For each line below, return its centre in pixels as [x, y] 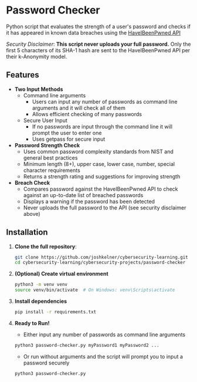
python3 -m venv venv [41, 285]
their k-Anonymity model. [37, 56]
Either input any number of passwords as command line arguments [104, 334]
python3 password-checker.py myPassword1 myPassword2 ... [87, 345]
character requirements [52, 170]
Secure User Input [45, 120]
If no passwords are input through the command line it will [102, 126]
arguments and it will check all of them [79, 108]
